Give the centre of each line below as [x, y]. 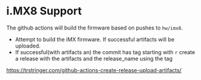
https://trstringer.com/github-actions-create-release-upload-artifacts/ [94, 70]
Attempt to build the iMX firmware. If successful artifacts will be [95, 39]
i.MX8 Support [44, 11]
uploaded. [28, 46]
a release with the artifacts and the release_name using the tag [94, 58]
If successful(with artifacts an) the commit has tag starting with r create [105, 52]
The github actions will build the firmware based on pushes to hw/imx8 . [95, 28]
